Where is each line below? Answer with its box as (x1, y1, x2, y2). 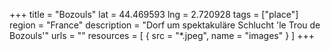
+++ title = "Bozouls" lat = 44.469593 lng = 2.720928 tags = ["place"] (9, 9, 299, 20)
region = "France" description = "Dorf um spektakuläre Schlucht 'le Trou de (9, 19, 321, 31)
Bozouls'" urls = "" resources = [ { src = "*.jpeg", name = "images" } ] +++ (9, 30, 315, 41)
